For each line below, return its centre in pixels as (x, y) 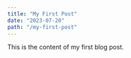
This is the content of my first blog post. (65, 47)
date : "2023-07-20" (36, 21)
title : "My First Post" (42, 14)
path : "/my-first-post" (42, 27)
